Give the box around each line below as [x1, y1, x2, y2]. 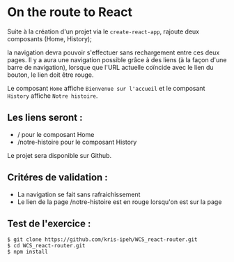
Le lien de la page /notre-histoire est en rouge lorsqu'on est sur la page [17, 197, 222, 206]
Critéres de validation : [7, 172, 108, 184]
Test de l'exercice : [7, 217, 91, 229]
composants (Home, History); [7, 34, 92, 43]
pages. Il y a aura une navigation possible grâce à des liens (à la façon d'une [7, 55, 227, 64]
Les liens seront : [7, 112, 83, 124]
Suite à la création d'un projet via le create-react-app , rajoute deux [7, 27, 200, 36]
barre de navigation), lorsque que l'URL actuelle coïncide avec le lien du [7, 63, 214, 71]
